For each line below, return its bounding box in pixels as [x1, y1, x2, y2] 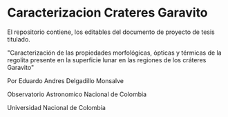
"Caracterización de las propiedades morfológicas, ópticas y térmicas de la [7, 48, 222, 57]
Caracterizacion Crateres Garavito [7, 5, 209, 21]
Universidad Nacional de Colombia [7, 103, 106, 111]
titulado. [7, 35, 31, 43]
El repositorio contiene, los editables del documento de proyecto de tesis [7, 28, 216, 36]
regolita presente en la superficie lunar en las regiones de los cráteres [7, 55, 207, 64]
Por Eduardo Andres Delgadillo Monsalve [7, 76, 124, 84]
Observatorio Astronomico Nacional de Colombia [7, 90, 147, 98]
